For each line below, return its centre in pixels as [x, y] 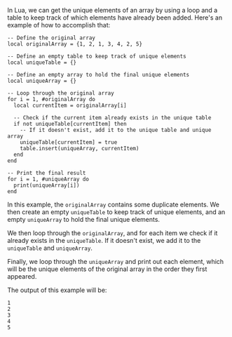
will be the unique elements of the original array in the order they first [107, 269]
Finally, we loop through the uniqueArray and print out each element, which [116, 262]
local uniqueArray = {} [42, 81]
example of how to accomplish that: [59, 25]
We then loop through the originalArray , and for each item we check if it [112, 233]
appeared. [22, 276]
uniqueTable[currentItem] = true [69, 143]
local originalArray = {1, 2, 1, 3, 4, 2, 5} [75, 44]
